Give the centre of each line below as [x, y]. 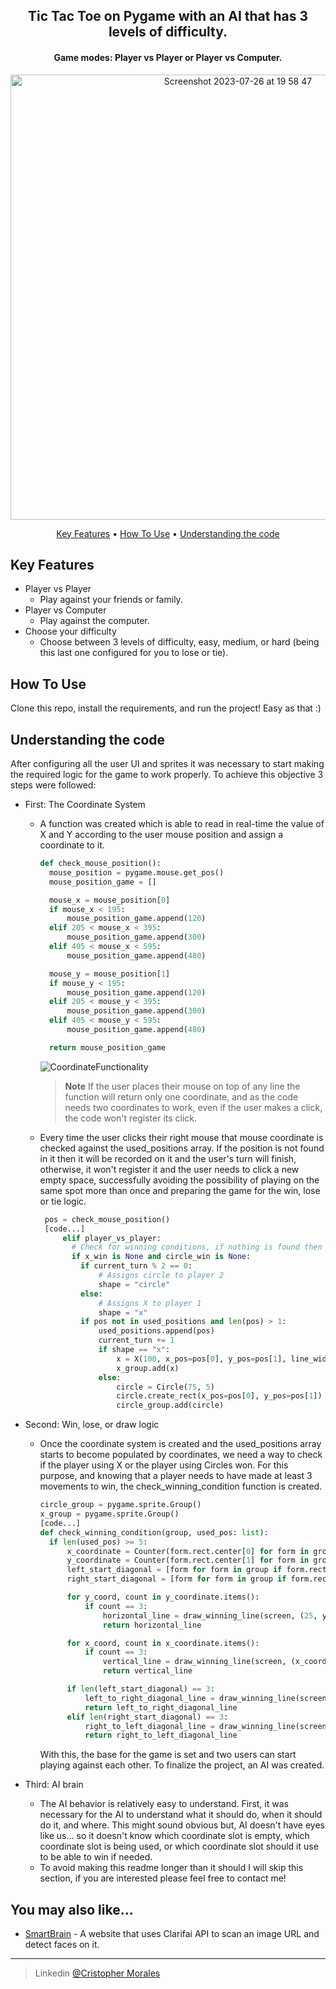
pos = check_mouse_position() [107, 1219]
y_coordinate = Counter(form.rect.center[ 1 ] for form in [188, 1560]
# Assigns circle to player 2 [161, 1275]
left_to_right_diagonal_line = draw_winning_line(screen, [208, 1698]
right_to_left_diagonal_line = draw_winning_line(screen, [208, 1726]
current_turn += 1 [136, 1340]
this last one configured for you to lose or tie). [134, 653]
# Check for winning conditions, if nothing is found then [197, 1247]
